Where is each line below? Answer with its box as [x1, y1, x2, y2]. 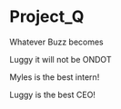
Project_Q [9, 6, 85, 27]
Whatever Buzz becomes [9, 36, 105, 47]
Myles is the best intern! [9, 71, 100, 83]
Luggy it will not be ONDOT [9, 54, 112, 64]
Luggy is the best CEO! [9, 89, 96, 100]
